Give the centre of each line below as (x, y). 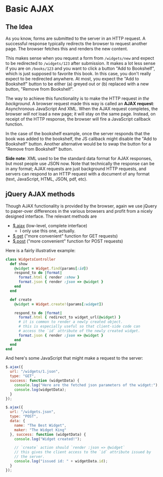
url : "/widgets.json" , (33, 412)
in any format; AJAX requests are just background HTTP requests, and (76, 169)
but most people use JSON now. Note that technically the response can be (80, 164)
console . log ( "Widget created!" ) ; (48, 439)
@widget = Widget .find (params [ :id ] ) (51, 268)
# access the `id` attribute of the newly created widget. (79, 331)
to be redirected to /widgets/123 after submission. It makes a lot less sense (81, 63)
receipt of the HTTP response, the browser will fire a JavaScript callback (78, 119)
